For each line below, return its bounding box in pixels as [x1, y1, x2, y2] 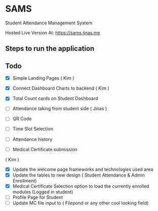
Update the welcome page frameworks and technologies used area [12, 166, 153, 172]
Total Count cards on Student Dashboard [12, 95, 98, 101]
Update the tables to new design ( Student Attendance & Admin [12, 172, 145, 178]
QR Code [12, 116, 32, 122]
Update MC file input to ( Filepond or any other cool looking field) [12, 200, 149, 206]
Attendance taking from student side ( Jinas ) [12, 105, 107, 112]
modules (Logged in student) [12, 189, 73, 195]
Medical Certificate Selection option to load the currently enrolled [12, 183, 149, 189]
